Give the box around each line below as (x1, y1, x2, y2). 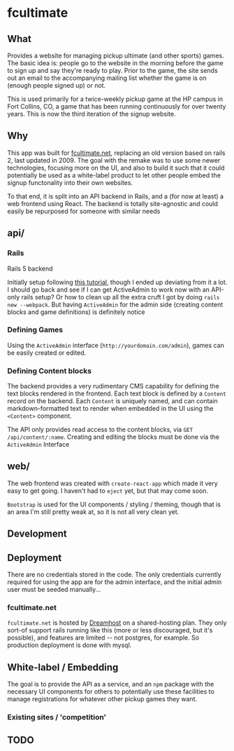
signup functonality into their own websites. (7, 178, 133, 187)
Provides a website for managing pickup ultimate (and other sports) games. (7, 51, 225, 60)
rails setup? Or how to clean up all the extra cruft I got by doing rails (20, 292, 220, 301)
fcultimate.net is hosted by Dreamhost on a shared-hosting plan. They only (7, 618, 227, 627)
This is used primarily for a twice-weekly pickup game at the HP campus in (7, 95, 224, 103)
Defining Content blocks (7, 366, 92, 376)
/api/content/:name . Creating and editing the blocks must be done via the (7, 433, 220, 441)
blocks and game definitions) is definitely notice (7, 307, 145, 316)
